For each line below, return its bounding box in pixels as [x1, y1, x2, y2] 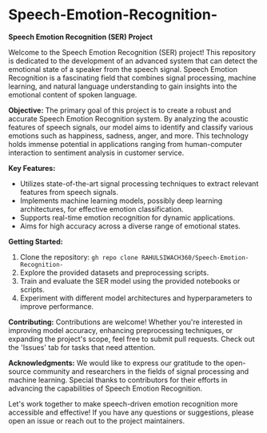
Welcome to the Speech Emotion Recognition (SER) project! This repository [8, 47, 256, 57]
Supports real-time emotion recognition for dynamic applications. [19, 213, 236, 222]
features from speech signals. [19, 187, 118, 197]
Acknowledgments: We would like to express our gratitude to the [8, 358, 225, 367]
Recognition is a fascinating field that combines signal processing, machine [8, 73, 257, 82]
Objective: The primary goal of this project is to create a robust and [8, 105, 232, 115]
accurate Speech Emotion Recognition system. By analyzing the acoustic [8, 113, 249, 123]
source [8, 366, 32, 376]
